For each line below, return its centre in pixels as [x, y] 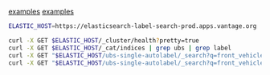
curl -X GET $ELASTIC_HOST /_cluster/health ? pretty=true [104, 40]
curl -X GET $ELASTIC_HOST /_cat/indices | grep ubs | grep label [120, 48]
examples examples [41, 12]
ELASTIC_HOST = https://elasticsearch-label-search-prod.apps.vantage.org [133, 26]
